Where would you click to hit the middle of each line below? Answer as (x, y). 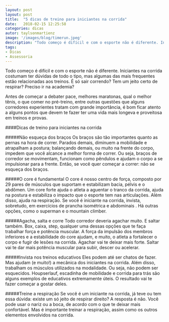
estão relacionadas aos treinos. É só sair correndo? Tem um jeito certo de (81, 81)
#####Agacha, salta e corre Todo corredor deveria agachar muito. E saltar (82, 221)
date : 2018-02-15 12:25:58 (36, 24)
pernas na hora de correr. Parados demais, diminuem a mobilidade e (76, 143)
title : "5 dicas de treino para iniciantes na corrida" (66, 19)
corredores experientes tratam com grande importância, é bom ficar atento (83, 107)
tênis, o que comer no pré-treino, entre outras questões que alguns (75, 102)
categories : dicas (24, 29)
